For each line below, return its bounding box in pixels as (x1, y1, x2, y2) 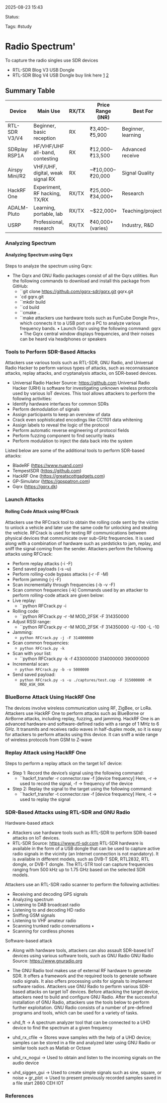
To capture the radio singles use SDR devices (5, 57, 98, 63)
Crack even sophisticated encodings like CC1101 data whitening (12, 417, 143, 423)
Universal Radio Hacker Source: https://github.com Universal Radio (12, 380, 150, 386)
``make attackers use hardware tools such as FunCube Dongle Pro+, (19, 315, 160, 321)
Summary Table (5, 86, 55, 95)
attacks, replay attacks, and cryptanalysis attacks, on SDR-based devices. (5, 370, 158, 376)
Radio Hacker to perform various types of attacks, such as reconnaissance (5, 365, 159, 371)
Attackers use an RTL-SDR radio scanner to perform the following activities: (5, 882, 160, 888)
